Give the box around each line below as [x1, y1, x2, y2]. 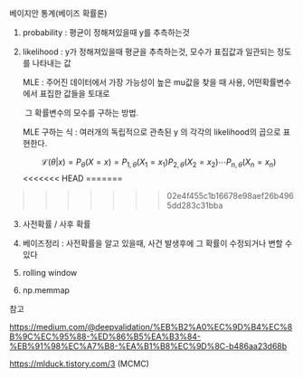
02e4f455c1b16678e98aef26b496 [166, 190, 294, 201]
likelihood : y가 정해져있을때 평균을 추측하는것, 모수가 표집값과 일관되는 [22, 46, 275, 57]
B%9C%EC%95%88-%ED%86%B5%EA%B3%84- [9, 331, 202, 342]
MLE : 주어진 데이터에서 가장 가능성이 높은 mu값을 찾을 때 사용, [22, 77, 246, 88]
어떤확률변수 [247, 77, 292, 88]
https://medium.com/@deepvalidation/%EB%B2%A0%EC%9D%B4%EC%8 [9, 321, 293, 332]
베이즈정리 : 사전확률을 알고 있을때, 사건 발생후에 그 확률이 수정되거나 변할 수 [22, 238, 293, 249]
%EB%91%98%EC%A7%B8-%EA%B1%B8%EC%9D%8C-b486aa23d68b [9, 340, 288, 351]
